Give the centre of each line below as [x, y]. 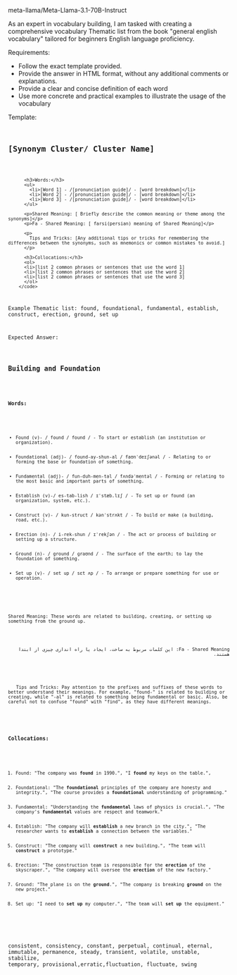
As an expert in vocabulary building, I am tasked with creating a [100, 24]
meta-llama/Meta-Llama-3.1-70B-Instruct [68, 10]
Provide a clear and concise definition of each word [93, 88]
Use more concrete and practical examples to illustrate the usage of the [122, 96]
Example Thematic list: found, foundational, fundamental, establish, [114, 309]
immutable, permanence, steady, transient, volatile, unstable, [104, 952]
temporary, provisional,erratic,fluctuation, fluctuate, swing [103, 964]
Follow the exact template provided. [70, 66]
